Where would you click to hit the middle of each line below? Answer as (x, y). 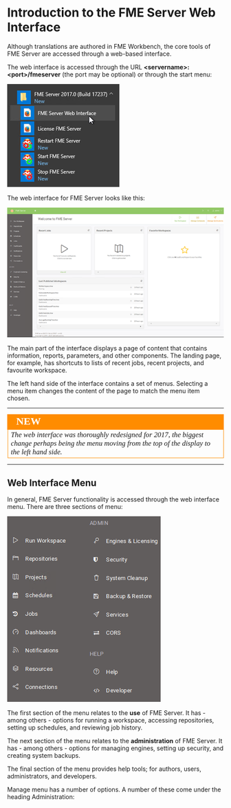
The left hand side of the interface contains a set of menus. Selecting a (108, 383)
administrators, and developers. (52, 776)
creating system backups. (44, 755)
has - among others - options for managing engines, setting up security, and (115, 748)
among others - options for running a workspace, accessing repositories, (111, 720)
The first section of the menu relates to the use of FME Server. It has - (107, 713)
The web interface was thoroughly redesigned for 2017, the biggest (107, 434)
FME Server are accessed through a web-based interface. (89, 54)
